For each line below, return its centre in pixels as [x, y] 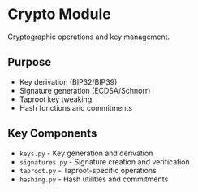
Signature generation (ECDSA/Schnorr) [85, 90]
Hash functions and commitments [76, 107]
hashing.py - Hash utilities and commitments [94, 179]
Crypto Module [59, 14]
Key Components [52, 134]
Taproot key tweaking [56, 99]
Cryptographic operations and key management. [89, 37]
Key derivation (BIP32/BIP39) [68, 81]
